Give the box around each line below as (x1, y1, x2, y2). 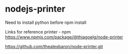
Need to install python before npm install (5, 19, 87, 25)
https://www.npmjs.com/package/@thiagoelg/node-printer (5, 34, 123, 40)
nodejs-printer (5, 3, 66, 15)
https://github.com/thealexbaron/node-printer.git (5, 43, 103, 49)
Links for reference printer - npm (5, 29, 71, 35)
